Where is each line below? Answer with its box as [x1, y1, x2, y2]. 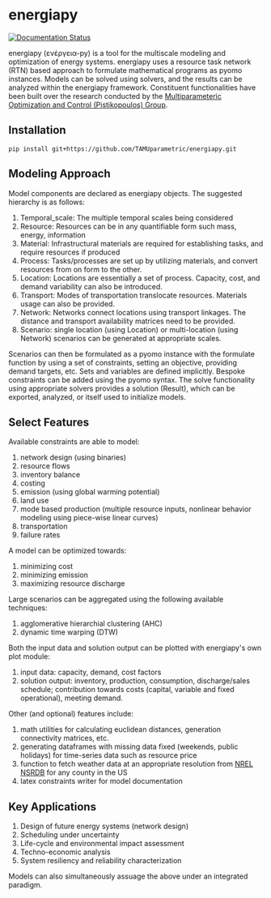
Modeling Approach [8, 167, 111, 181]
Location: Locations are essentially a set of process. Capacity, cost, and [19, 273, 260, 283]
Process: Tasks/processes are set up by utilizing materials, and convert [19, 255, 258, 265]
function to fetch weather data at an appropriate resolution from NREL [19, 759, 253, 769]
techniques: [8, 603, 48, 613]
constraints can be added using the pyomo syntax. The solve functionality [8, 374, 256, 384]
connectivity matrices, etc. [19, 733, 109, 743]
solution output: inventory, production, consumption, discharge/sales [19, 676, 251, 686]
